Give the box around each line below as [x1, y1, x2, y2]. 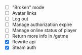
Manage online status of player [12, 28, 77, 34]
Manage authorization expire [12, 21, 72, 28]
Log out [12, 16, 28, 22]
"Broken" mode [12, 5, 45, 10]
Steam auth [12, 44, 36, 50]
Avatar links [12, 10, 36, 16]
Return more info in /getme [12, 33, 69, 39]
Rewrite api [12, 39, 36, 45]
